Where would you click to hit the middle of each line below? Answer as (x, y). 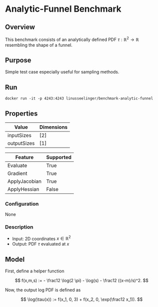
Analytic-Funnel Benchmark (63, 9)
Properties (21, 113)
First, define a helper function (35, 271)
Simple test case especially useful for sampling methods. (62, 72)
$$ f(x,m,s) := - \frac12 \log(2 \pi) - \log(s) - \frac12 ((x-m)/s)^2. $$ (82, 281)
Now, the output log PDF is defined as (43, 290)
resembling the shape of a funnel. (39, 45)
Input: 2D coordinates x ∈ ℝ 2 (41, 238)
